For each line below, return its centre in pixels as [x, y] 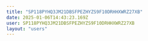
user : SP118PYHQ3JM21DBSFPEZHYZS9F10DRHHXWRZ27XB [71, 23]
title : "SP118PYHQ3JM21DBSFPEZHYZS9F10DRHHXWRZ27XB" [75, 12]
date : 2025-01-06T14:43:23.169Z [47, 17]
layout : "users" [27, 29]
